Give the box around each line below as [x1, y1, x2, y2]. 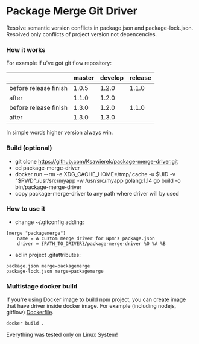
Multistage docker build [6, 282, 78, 290]
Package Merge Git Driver [6, 4, 137, 18]
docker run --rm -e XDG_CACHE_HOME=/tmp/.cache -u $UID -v [14, 170, 176, 177]
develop [99, 74, 124, 82]
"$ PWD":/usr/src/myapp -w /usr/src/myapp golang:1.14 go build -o [14, 177, 181, 184]
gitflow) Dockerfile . [6, 309, 54, 316]
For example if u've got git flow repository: [6, 59, 112, 67]
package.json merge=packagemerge [6, 263, 90, 269]
